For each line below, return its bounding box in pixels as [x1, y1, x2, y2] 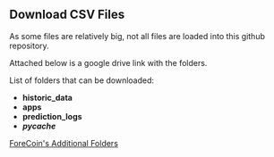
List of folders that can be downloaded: [9, 75, 155, 86]
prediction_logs [21, 111, 82, 121]
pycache [21, 120, 56, 131]
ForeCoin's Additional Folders [9, 137, 119, 148]
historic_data [21, 92, 73, 103]
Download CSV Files [9, 7, 125, 22]
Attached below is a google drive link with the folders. [9, 57, 208, 68]
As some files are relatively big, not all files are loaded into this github [9, 30, 266, 41]
